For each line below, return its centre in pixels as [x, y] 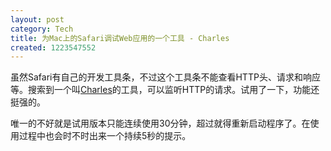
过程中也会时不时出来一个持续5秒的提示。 [105, 136]
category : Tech [42, 29]
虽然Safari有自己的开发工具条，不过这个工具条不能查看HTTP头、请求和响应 [165, 77]
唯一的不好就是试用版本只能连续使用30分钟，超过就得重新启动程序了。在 [160, 123]
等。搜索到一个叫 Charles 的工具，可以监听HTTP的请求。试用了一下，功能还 [165, 90]
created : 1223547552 [53, 47]
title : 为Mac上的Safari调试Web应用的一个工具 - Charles [120, 38]
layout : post [37, 19]
